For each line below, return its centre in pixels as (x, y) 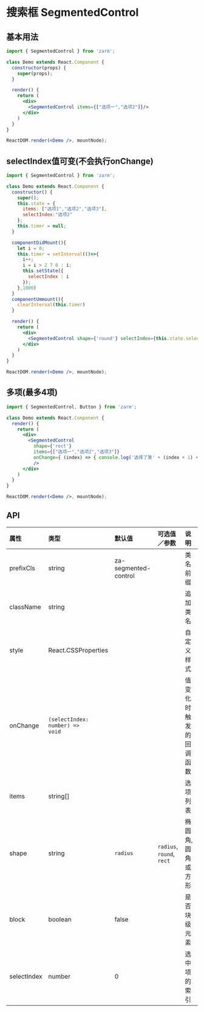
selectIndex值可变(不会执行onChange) (80, 161)
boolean (60, 919)
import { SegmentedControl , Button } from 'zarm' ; (72, 407)
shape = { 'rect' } (52, 446)
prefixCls (22, 568)
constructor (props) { (39, 68)
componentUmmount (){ (38, 299)
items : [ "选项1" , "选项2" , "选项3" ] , (65, 209)
